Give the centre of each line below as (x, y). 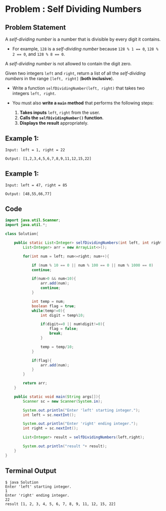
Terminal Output (31, 471)
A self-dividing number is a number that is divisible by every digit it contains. (83, 39)
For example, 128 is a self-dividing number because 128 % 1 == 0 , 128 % (85, 49)
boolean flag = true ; (54, 306)
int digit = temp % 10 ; (62, 315)
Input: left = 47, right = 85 (36, 185)
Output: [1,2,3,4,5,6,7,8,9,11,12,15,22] (48, 159)
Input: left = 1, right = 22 (35, 150)
